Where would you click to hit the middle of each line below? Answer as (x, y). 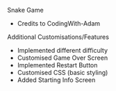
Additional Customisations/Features (58, 37)
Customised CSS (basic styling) (63, 73)
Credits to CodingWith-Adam (59, 23)
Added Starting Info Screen (56, 80)
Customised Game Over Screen (63, 58)
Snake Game (25, 10)
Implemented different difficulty (63, 50)
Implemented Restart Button (57, 65)
